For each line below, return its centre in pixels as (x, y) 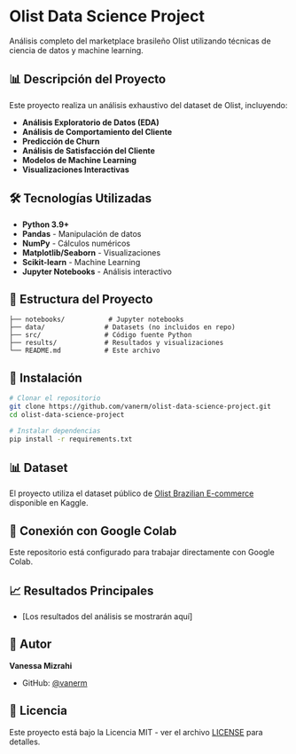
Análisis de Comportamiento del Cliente (97, 131)
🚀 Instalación (46, 377)
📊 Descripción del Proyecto (88, 79)
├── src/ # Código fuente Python (101, 335)
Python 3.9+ (45, 224)
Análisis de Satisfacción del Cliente (88, 150)
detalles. (25, 742)
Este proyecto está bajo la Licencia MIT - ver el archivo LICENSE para (136, 732)
